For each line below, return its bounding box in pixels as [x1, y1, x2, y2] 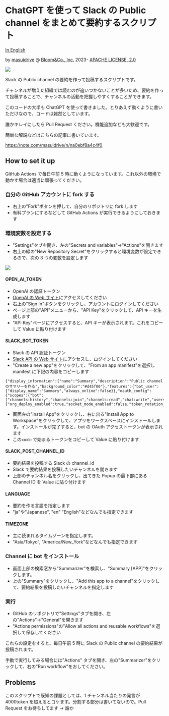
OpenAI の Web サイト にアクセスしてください [12, 294, 107, 300]
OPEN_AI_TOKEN [5, 276, 42, 282]
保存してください [26, 629, 61, 635]
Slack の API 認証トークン [12, 349, 66, 356]
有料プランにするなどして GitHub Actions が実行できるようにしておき [12, 210, 156, 216]
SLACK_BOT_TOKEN [5, 338, 49, 344]
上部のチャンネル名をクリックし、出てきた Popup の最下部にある [12, 472, 147, 478]
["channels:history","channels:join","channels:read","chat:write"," [5, 397, 154, 402]
